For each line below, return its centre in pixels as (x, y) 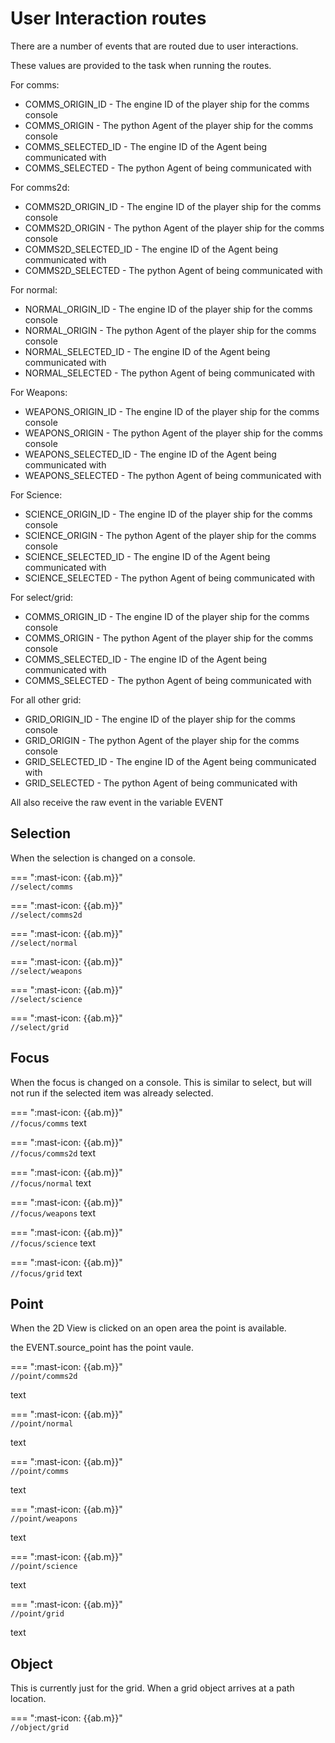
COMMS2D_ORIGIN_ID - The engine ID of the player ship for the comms (173, 206)
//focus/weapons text (53, 1213)
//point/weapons (44, 1519)
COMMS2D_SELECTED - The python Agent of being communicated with (173, 270)
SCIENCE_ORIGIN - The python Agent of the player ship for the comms (170, 535)
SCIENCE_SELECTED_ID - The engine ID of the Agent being (147, 556)
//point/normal (42, 1424)
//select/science (46, 999)
